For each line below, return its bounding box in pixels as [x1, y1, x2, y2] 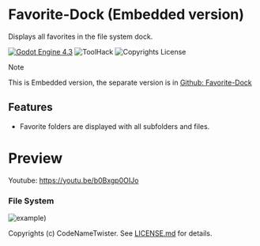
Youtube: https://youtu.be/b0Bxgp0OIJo [8, 176, 139, 185]
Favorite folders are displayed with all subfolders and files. [19, 121, 210, 131]
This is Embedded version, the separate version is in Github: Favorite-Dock [8, 78, 253, 87]
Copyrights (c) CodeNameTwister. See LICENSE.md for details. [8, 228, 213, 238]
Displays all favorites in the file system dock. [8, 32, 153, 41]
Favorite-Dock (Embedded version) [8, 6, 245, 24]
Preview [8, 149, 63, 167]
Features [8, 100, 53, 114]
